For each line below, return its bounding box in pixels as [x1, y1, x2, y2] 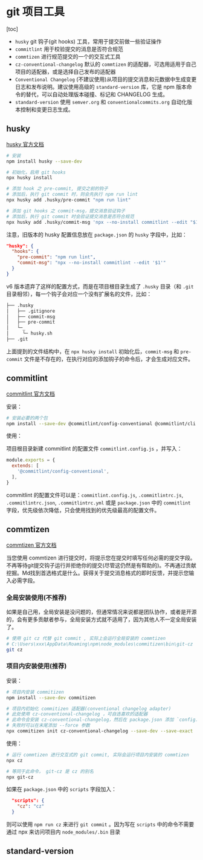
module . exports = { [6, 457, 56, 463]
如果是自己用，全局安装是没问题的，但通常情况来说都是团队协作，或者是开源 [6, 608, 197, 615]
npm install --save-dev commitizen [6, 694, 96, 701]
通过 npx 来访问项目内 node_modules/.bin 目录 [6, 829, 121, 836]
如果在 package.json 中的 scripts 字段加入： [6, 786, 117, 793]
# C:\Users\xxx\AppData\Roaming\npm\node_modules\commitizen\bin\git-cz [6, 641, 193, 647]
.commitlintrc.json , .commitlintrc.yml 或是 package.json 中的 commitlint [6, 499, 191, 506]
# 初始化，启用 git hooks [6, 169, 66, 175]
